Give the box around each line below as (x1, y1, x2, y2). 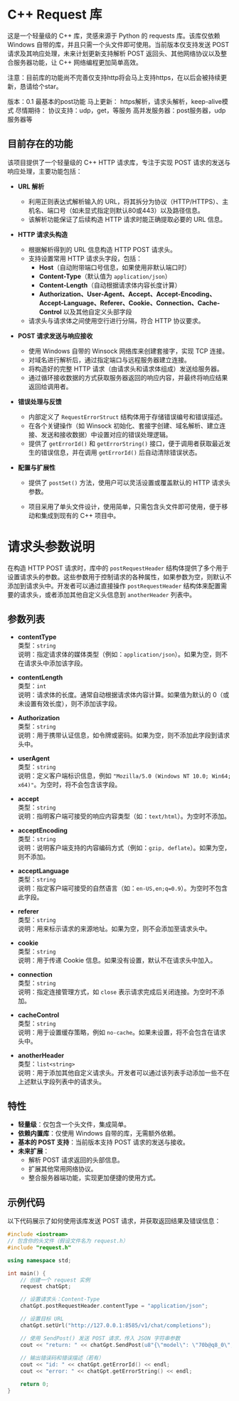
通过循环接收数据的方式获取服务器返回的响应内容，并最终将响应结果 (28, 373, 228, 381)
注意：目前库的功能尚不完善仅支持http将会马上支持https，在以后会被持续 (7, 73, 221, 82)
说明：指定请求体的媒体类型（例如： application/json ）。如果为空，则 (17, 650, 222, 658)
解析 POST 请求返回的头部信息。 (28, 1156, 124, 1164)
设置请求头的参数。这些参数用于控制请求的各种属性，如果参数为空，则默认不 (7, 572, 232, 581)
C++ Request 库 (7, 6, 102, 23)
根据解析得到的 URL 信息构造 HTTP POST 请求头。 (28, 245, 176, 253)
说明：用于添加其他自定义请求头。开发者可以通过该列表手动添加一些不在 (17, 1068, 230, 1077)
